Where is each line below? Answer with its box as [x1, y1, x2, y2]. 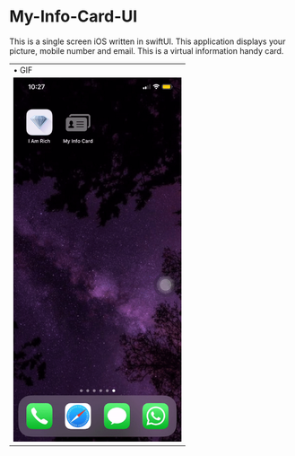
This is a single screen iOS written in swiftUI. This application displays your [9, 36, 286, 47]
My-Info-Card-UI [9, 6, 138, 27]
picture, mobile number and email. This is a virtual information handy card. [9, 45, 284, 56]
